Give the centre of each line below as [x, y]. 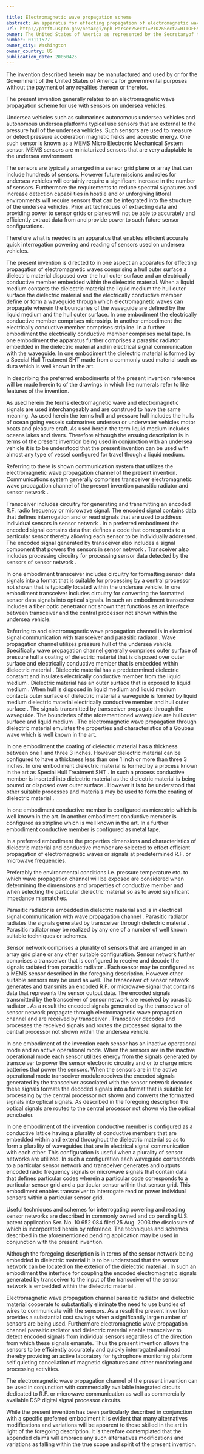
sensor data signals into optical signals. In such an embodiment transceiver [100, 600]
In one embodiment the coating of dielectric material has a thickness [92, 746]
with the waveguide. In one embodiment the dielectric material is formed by [101, 353]
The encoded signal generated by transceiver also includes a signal [91, 543]
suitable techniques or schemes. [47, 936]
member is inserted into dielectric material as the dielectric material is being [101, 778]
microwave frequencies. [36, 860]
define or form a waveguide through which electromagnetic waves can [95, 301]
